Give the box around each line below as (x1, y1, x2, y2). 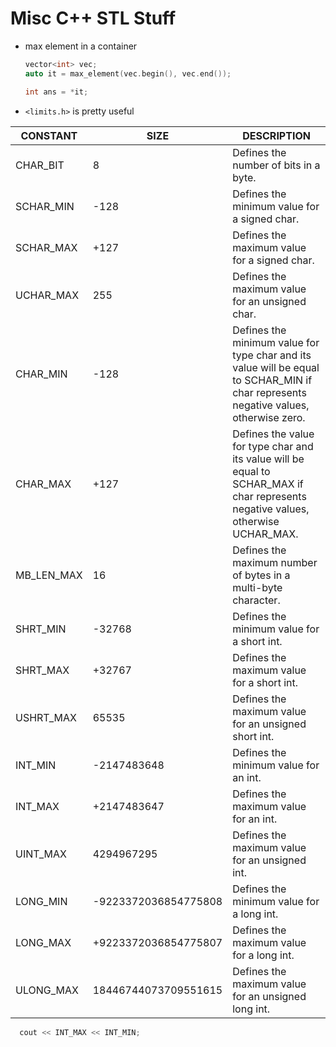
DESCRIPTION (242, 128, 311, 142)
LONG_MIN (15, 894, 68, 908)
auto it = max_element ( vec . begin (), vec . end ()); (24, 68, 232, 79)
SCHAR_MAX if (232, 477, 304, 491)
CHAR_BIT (15, 158, 65, 172)
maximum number (232, 555, 318, 569)
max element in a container (24, 40, 138, 52)
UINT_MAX (15, 847, 67, 861)
